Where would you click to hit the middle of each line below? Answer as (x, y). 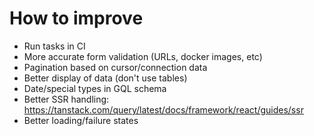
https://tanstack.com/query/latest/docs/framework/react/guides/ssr (163, 109)
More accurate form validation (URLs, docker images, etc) (143, 56)
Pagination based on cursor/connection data (115, 67)
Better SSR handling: (66, 99)
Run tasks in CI (54, 46)
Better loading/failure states (81, 120)
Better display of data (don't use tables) (105, 78)
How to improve (76, 18)
